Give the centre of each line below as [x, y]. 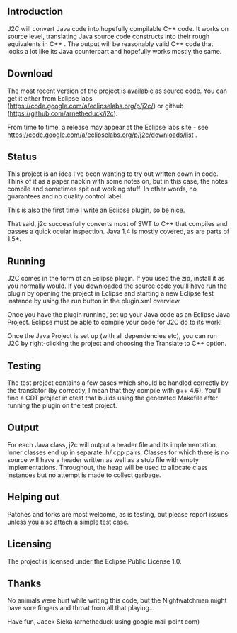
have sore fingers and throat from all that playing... [81, 608]
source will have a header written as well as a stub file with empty [103, 459]
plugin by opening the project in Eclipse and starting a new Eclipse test [111, 293]
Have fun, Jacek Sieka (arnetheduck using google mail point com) [104, 622]
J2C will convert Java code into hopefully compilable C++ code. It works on [118, 28]
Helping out [34, 497]
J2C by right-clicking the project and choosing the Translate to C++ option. [117, 344]
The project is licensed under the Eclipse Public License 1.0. [94, 561]
